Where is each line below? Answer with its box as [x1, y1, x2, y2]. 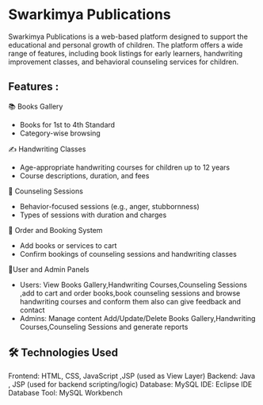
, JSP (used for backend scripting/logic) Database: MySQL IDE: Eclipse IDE [8, 379, 253, 389]
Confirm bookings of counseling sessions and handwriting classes [19, 249, 238, 258]
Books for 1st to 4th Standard [19, 120, 116, 129]
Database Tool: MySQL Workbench [8, 388, 123, 397]
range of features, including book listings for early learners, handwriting [8, 48, 243, 58]
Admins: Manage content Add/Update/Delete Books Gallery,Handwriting [19, 313, 256, 323]
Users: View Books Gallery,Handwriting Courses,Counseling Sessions [19, 280, 248, 289]
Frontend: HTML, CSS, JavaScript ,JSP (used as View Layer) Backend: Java [8, 371, 256, 380]
